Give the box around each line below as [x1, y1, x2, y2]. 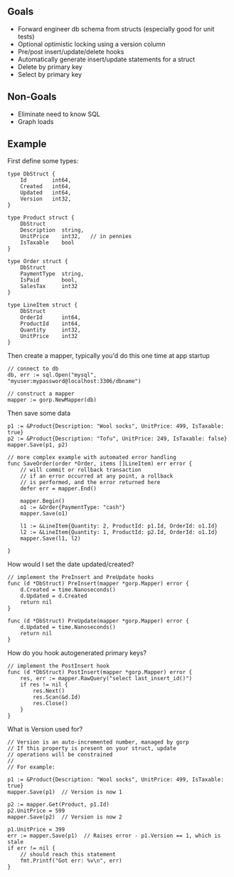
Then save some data [7, 409, 71, 418]
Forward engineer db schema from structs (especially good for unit [17, 24, 215, 33]
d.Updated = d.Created [20, 593, 87, 600]
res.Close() [33, 700, 69, 707]
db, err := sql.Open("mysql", [7, 371, 97, 379]
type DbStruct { [7, 170, 55, 178]
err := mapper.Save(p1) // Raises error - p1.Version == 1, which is [7, 832, 221, 840]
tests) [17, 32, 35, 41]
